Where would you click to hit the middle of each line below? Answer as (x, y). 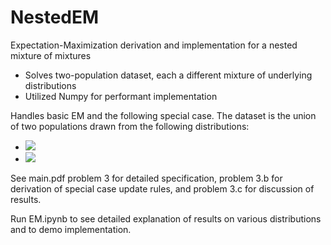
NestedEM (55, 17)
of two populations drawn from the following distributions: (130, 126)
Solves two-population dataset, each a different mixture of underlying (168, 75)
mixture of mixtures (51, 55)
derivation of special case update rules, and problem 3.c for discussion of (162, 188)
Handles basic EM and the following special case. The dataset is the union (163, 115)
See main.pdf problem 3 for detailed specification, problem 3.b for (146, 178)
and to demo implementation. (71, 229)
